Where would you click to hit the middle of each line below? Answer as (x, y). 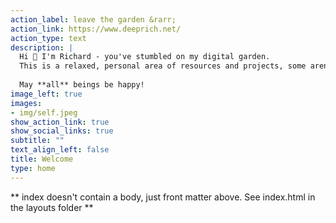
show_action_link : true (60, 122)
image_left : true (46, 94)
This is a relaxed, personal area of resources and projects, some (163, 66)
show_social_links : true (62, 131)
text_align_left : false (60, 150)
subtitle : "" (37, 141)
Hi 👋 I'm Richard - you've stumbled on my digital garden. (145, 57)
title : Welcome (42, 159)
